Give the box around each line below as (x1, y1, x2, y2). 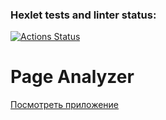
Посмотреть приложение (10, 99, 120, 111)
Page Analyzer (10, 66, 135, 88)
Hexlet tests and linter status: (10, 8, 157, 22)
